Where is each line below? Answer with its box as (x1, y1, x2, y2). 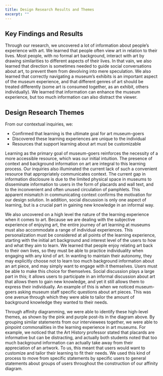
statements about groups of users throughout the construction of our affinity (5, 360, 158, 366)
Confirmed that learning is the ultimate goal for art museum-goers (12, 131, 145, 137)
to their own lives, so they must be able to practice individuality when (5, 248, 144, 253)
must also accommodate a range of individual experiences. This (5, 227, 133, 233)
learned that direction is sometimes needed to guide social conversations (5, 63, 152, 69)
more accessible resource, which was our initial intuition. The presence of (5, 156, 153, 161)
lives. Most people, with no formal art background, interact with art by (5, 53, 145, 59)
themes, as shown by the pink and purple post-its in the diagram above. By (5, 314, 155, 320)
